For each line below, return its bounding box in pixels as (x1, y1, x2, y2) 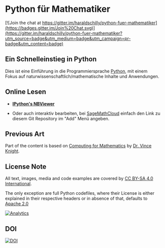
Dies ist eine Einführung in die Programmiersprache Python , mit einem (5, 68, 148, 74)
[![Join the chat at (5, 20, 41, 26)
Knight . (5, 148, 20, 154)
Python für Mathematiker (5, 3, 111, 15)
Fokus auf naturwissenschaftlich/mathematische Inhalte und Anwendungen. (5, 73, 160, 79)
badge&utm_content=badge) (5, 40, 64, 46)
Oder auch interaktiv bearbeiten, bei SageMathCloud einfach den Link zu (12, 110, 161, 116)
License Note (5, 162, 47, 171)
